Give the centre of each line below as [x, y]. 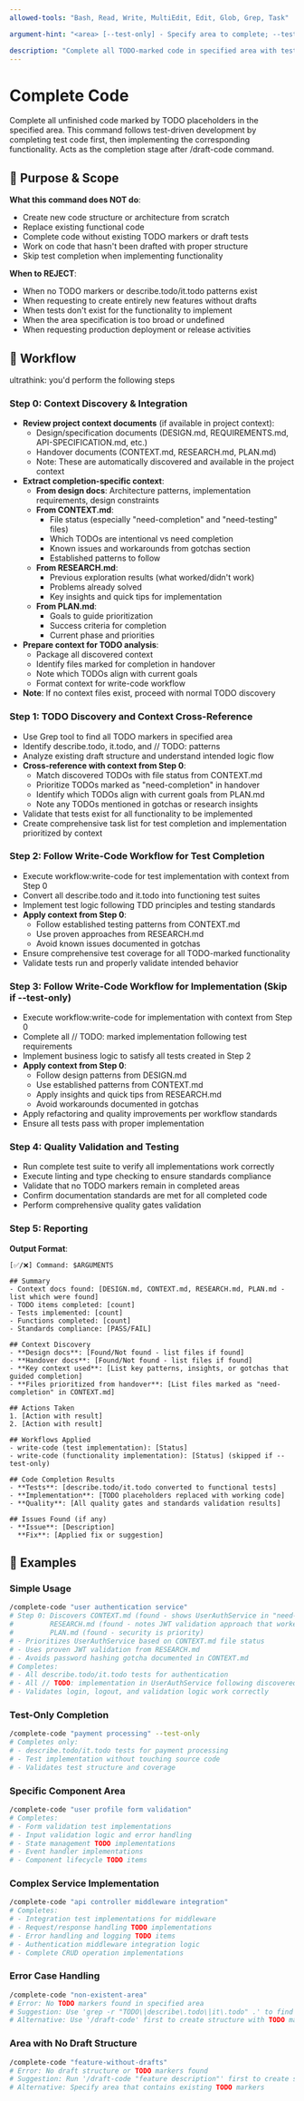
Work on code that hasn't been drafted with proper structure [135, 247]
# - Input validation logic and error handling [101, 1835]
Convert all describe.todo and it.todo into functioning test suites [141, 895]
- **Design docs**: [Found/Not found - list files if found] [127, 1353]
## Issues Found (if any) [58, 1519]
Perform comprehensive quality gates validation [112, 1205]
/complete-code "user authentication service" [99, 1608]
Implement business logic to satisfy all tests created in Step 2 [137, 1056]
